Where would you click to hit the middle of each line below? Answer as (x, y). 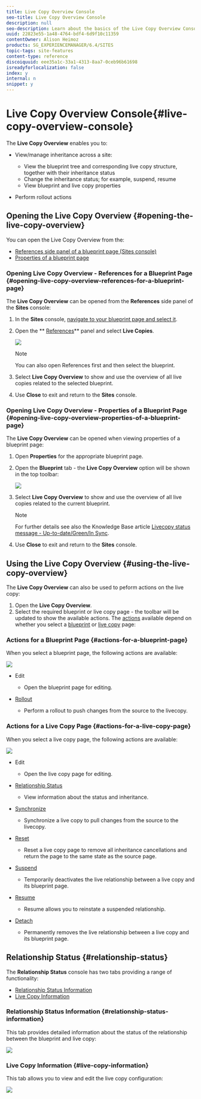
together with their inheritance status (69, 173)
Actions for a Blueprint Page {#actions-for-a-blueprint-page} (97, 640)
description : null (29, 23)
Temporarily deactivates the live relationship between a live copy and (109, 879)
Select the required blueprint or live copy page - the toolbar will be (97, 612)
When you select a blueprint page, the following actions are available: (92, 653)
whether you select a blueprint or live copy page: (75, 624)
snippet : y (20, 84)
